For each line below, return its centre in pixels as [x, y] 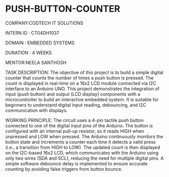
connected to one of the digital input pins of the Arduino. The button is [79, 125]
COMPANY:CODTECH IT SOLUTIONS [44, 23]
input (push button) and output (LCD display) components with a [73, 94]
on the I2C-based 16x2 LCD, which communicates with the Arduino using [82, 153]
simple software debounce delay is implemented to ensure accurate [76, 163]
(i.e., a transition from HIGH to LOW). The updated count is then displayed [83, 147]
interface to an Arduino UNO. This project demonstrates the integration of [82, 88]
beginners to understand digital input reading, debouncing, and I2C [76, 105]
